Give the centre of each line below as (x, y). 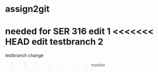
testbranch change (24, 55)
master (98, 65)
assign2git (27, 9)
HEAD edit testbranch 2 (54, 42)
